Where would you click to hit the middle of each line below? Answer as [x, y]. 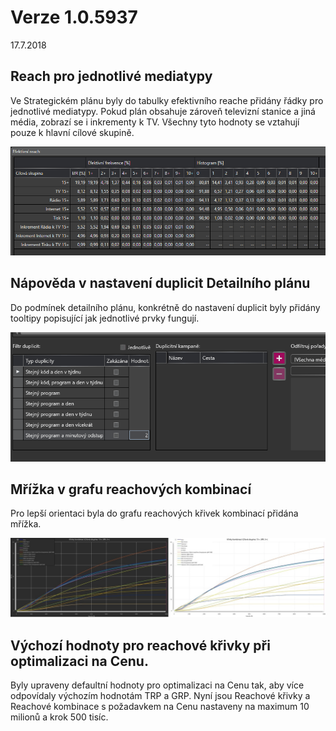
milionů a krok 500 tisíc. [59, 717]
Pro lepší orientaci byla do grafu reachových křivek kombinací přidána [154, 513]
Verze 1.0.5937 [74, 17]
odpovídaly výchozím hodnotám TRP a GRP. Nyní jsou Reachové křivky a [160, 696]
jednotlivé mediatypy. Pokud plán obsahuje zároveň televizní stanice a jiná [163, 111]
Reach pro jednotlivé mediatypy [111, 76]
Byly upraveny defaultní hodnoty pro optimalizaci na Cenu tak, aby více [157, 685]
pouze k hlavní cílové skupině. [72, 132]
